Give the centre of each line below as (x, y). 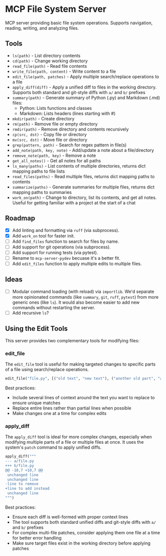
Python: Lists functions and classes (56, 108)
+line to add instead (27, 489)
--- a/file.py (20, 461)
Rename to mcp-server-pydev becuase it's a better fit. (66, 258)
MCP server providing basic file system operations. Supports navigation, (79, 23)
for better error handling (37, 538)
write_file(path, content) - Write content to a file (64, 71)
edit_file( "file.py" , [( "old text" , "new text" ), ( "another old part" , (80, 379)
